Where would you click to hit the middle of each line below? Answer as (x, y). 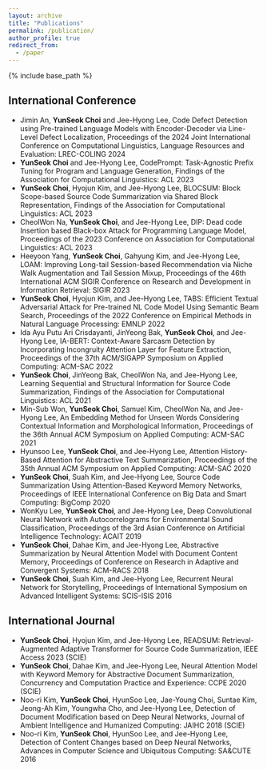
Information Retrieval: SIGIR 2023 (75, 289)
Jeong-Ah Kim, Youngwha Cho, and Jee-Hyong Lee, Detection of (128, 708)
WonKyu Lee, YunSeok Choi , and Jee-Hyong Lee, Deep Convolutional (135, 511)
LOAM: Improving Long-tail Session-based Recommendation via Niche (136, 264)
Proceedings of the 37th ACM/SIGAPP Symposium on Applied (122, 357)
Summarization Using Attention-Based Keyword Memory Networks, (131, 485)
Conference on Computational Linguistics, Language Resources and (132, 146)
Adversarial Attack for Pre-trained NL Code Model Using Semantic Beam (139, 307)
